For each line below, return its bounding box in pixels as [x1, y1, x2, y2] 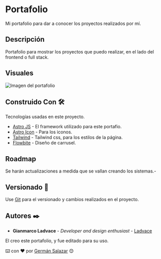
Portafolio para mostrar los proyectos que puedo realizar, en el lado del [5, 48, 154, 54]
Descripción [5, 35, 45, 44]
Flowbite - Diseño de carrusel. [12, 140, 76, 146]
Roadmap [5, 154, 37, 163]
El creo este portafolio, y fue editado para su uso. [5, 238, 109, 244]
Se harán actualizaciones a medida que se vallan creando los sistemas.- [5, 168, 156, 174]
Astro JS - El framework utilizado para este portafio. [12, 124, 122, 130]
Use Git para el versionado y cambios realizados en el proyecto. [5, 196, 139, 202]
